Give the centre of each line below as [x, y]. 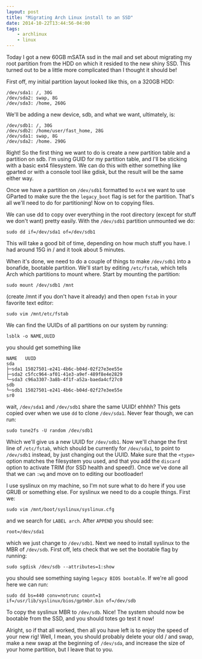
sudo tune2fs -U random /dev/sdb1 [50, 431]
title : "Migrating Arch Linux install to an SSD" [70, 18]
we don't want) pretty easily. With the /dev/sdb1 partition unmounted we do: [101, 221]
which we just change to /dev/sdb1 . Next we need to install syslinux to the [98, 543]
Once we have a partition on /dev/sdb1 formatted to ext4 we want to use [96, 190]
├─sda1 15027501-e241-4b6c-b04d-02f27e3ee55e [64, 369]
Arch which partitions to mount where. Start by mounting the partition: [93, 274]
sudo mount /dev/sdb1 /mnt [40, 285]
